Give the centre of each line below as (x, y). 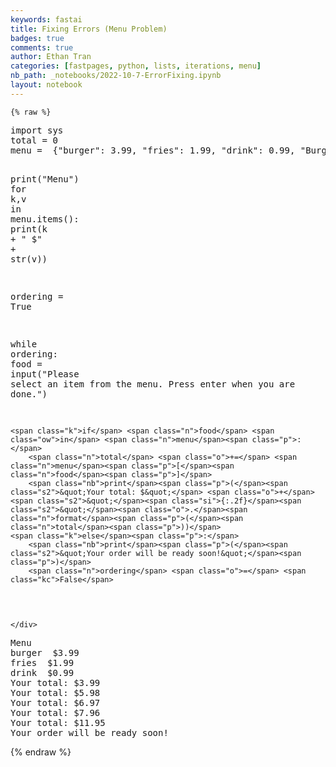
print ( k (29, 229)
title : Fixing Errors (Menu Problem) (89, 29)
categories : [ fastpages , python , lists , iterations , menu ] (136, 66)
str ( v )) (29, 259)
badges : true (37, 38)
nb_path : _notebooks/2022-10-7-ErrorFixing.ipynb (116, 76)
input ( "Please (45, 374)
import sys (37, 130)
